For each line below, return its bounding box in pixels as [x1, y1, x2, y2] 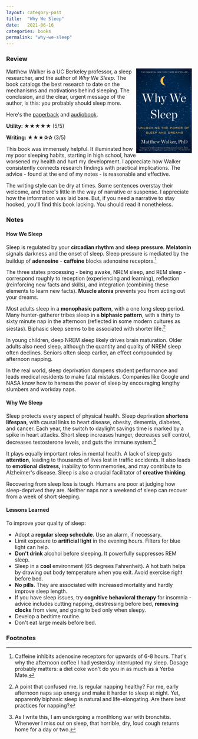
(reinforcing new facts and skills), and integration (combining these [6, 281, 169, 288]
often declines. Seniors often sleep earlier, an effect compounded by [6, 349, 173, 356]
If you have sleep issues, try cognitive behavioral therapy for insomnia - [14, 593, 192, 601]
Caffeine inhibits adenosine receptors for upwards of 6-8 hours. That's [14, 653, 187, 660]
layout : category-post [6, 9, 62, 15]
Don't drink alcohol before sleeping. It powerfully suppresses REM [14, 550, 177, 557]
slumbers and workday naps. [6, 385, 77, 393]
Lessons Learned [6, 506, 49, 514]
